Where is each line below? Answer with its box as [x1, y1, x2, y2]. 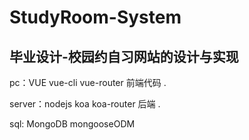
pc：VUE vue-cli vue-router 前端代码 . [9, 77, 167, 88]
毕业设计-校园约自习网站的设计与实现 [9, 48, 239, 65]
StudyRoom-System [9, 6, 182, 29]
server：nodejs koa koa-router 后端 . [9, 98, 161, 110]
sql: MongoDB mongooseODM [9, 118, 136, 130]
